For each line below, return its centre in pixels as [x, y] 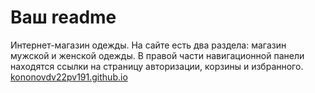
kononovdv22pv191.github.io [69, 77]
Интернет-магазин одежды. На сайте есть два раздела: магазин [148, 45]
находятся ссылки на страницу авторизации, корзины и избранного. [157, 66]
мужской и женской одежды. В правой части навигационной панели [157, 55]
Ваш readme [63, 17]
